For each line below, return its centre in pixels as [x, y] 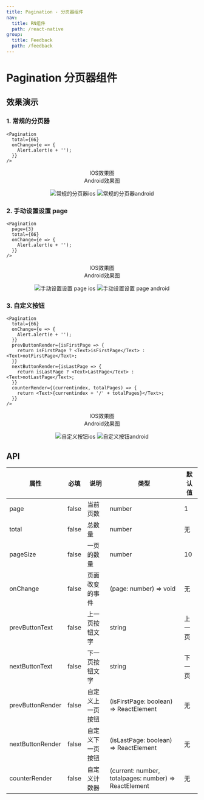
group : [15, 35]
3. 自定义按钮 [25, 305]
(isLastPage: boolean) [141, 740]
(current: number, [135, 771]
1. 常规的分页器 [28, 121]
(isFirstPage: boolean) [141, 701]
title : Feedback [32, 40]
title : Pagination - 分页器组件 [45, 12]
